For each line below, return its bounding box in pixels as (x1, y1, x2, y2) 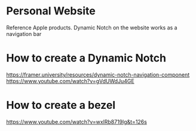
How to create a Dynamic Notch (6, 51, 166, 65)
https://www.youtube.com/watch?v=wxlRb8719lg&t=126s (6, 118, 148, 125)
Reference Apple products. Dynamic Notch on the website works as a (6, 24, 177, 31)
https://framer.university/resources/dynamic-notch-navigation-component (6, 71, 190, 78)
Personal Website (6, 4, 96, 18)
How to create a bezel (6, 99, 116, 112)
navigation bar (6, 30, 42, 37)
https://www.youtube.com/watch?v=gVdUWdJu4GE (6, 77, 134, 84)
